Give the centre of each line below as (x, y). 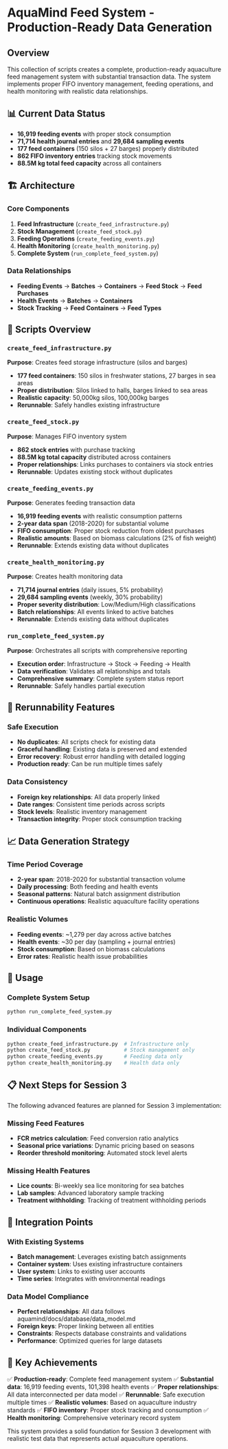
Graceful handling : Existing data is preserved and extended (102, 749)
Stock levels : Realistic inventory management (82, 811)
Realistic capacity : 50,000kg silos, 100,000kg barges (93, 398)
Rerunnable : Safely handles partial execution (81, 686)
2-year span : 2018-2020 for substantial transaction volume (101, 880)
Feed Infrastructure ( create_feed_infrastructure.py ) (93, 224)
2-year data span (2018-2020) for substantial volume (93, 524)
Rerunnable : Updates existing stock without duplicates (95, 472)
